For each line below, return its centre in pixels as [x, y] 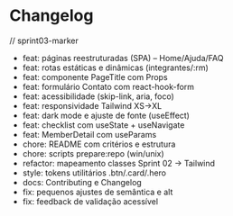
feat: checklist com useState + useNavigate [103, 125]
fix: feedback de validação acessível [90, 201]
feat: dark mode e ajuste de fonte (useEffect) [106, 115]
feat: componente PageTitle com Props [95, 76]
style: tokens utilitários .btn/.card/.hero [94, 173]
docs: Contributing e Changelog [82, 182]
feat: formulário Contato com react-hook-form [108, 86]
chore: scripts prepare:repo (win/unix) [93, 153]
